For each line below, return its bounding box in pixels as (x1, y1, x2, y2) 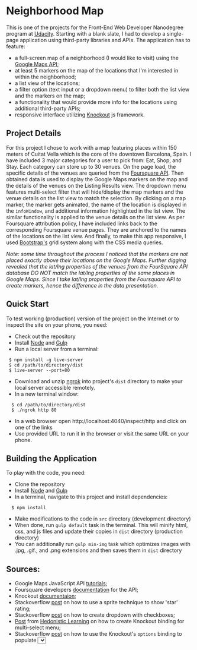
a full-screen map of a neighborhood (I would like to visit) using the (14, 54, 179, 61)
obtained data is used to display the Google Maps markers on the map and (6, 175, 188, 182)
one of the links (14, 424, 53, 431)
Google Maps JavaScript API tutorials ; (14, 580, 108, 587)
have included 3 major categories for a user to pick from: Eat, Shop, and (6, 156, 182, 164)
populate (14, 637, 37, 644)
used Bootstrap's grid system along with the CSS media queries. (6, 239, 163, 246)
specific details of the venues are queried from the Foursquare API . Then (6, 169, 184, 176)
